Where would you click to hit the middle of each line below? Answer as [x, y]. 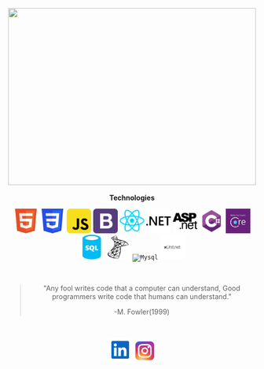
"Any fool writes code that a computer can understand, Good [142, 288]
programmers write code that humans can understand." [142, 297]
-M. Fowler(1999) [142, 312]
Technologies [132, 197]
